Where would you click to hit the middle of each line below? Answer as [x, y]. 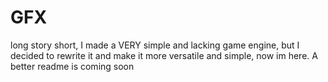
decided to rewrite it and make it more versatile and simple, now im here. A [164, 55]
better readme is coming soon [72, 66]
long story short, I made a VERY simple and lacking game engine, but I [155, 45]
